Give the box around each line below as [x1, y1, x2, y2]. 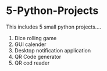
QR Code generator [14, 53, 62, 60]
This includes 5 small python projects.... [6, 23, 102, 30]
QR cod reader [14, 59, 50, 66]
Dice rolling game [14, 34, 57, 41]
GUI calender [14, 41, 47, 48]
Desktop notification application [14, 47, 91, 54]
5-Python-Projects [6, 4, 99, 17]
